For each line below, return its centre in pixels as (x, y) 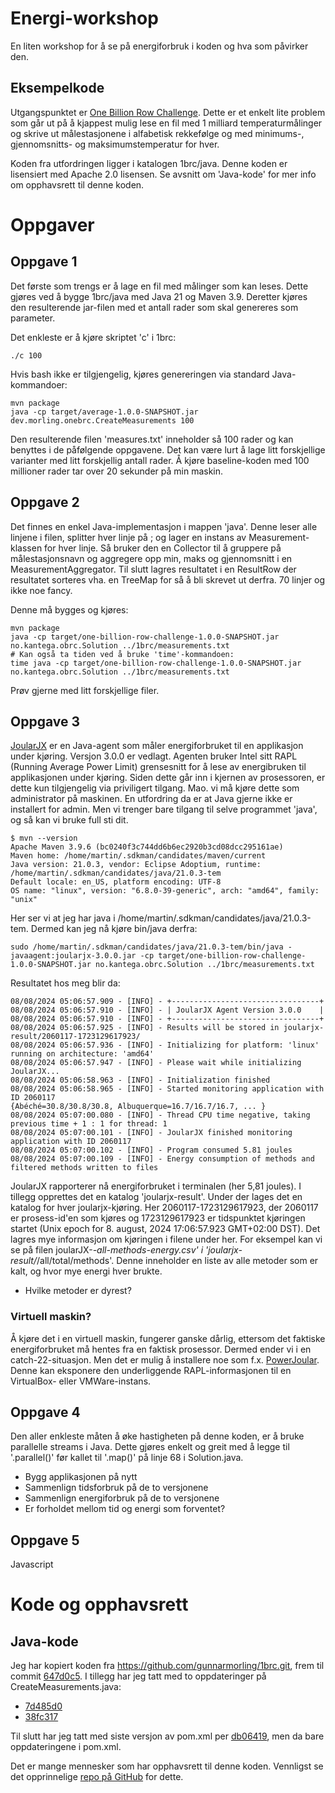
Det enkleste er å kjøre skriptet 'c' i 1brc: (93, 337)
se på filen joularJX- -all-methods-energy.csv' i (107, 1250)
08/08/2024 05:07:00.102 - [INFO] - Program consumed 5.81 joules (151, 1150)
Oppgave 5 (45, 1540)
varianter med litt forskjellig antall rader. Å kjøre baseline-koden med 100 (160, 460)
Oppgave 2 (45, 502)
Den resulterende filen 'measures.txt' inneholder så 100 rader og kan (152, 439)
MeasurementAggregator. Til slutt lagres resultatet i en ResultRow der (153, 569)
